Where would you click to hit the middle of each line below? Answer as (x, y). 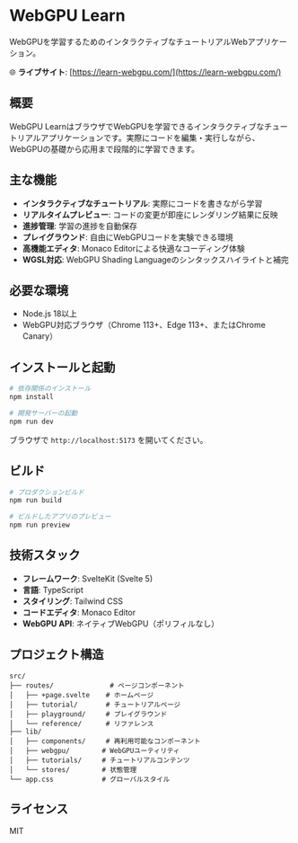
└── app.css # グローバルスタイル (90, 779)
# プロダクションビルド (47, 492)
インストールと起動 (62, 367)
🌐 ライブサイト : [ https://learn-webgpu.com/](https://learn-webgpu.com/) (145, 72)
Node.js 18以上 (50, 314)
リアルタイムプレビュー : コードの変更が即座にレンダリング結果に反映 (150, 214)
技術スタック (45, 555)
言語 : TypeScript (53, 590)
